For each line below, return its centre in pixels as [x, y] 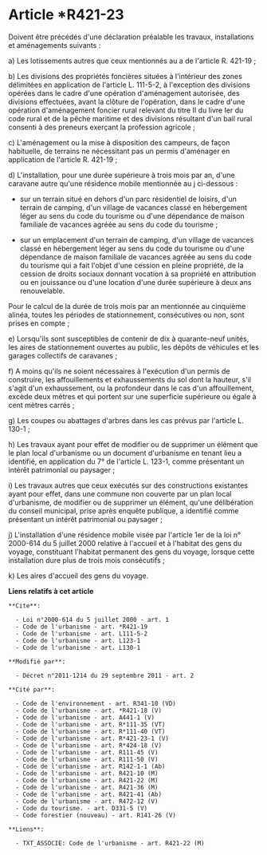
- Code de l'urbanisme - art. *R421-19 [82, 627]
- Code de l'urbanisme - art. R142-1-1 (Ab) [90, 766]
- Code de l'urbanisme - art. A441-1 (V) [85, 717]
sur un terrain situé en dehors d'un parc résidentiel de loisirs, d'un [128, 199]
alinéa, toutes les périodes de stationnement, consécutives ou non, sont [126, 315]
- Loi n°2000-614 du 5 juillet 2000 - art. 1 [92, 619]
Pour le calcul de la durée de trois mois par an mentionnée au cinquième [127, 306]
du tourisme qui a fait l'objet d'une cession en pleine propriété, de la [132, 265]
